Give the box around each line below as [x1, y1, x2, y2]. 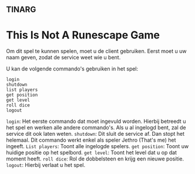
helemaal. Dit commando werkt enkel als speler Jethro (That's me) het [6, 136, 176, 143]
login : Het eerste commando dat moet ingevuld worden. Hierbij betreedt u [6, 118, 186, 125]
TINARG [6, 5, 36, 15]
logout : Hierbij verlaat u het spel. [6, 162, 86, 169]
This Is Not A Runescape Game [6, 28, 160, 42]
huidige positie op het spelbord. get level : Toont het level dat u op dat [6, 149, 177, 156]
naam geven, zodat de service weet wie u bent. [6, 54, 121, 61]
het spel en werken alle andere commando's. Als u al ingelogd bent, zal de [6, 124, 186, 131]
